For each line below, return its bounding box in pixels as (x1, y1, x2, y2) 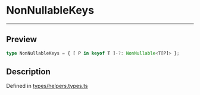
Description (6, 66, 51, 77)
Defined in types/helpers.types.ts (6, 83, 88, 90)
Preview (6, 34, 37, 45)
